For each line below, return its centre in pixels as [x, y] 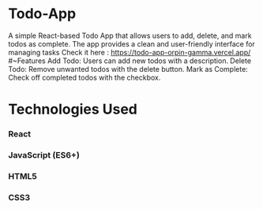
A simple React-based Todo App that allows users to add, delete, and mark [130, 35]
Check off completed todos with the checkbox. [85, 77]
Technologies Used [73, 109]
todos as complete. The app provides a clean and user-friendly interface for [131, 43]
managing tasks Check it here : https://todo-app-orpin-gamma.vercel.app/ [130, 52]
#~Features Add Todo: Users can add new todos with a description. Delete [130, 61]
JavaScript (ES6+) [44, 155]
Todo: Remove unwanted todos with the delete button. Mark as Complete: [128, 69]
